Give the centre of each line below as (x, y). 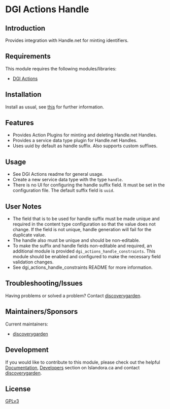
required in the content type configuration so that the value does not (84, 224)
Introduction (25, 28)
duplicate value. (29, 235)
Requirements (28, 56)
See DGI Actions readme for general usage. (58, 174)
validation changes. (33, 262)
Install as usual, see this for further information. (55, 107)
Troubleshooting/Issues (44, 283)
